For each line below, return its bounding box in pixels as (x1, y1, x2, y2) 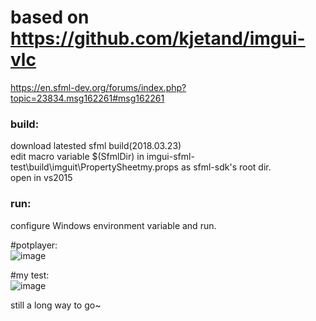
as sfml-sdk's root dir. (180, 161, 272, 173)
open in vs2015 (10, 172, 73, 184)
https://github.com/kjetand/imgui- (10, 27, 306, 50)
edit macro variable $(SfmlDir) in (10, 151, 145, 163)
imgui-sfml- (146, 151, 195, 163)
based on (10, 6, 90, 29)
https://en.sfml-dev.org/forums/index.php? (10, 81, 187, 93)
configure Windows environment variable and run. (10, 219, 217, 231)
